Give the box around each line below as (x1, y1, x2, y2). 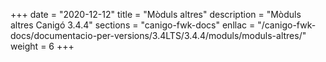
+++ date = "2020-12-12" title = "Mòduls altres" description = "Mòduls (10, 9, 302, 20)
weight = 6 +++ (10, 40, 75, 52)
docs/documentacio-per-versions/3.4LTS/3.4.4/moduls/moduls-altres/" (10, 30, 307, 41)
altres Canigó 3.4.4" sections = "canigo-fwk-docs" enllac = (10, 19, 256, 31)
